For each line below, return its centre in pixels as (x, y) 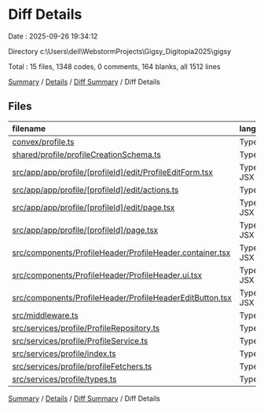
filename (29, 129)
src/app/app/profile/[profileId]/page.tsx (85, 230)
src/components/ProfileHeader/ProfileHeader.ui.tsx (107, 275)
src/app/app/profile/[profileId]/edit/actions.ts (95, 190)
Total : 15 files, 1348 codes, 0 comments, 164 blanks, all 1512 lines (114, 66)
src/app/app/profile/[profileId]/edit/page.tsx (93, 207)
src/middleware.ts (45, 315)
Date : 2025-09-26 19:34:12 (53, 36)
